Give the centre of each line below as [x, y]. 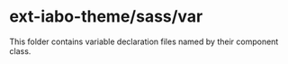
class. [20, 50]
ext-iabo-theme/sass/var [106, 17]
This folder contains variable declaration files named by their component [144, 41]
